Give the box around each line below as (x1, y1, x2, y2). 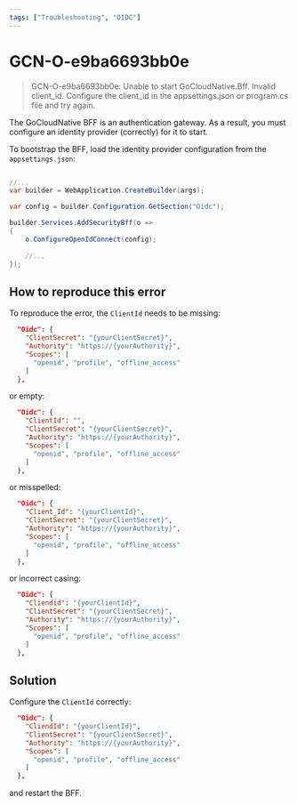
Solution (9, 672, 57, 688)
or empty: (9, 390, 45, 401)
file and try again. (30, 100, 96, 110)
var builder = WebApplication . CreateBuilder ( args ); (9, 186, 205, 196)
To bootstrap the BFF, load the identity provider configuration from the (9, 143, 267, 154)
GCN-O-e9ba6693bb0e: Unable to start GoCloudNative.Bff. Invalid (30, 81, 276, 92)
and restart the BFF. (9, 788, 82, 799)
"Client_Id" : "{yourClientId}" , (25, 508, 145, 517)
